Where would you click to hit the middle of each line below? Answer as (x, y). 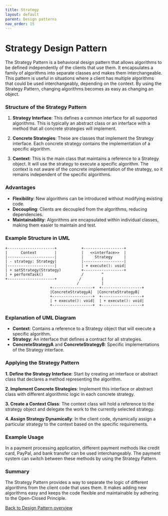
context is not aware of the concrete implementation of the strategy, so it (87, 169)
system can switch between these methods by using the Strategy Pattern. (81, 458)
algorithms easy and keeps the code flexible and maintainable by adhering (82, 493)
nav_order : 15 (20, 24)
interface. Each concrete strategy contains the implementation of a (81, 143)
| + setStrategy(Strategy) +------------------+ (66, 270)
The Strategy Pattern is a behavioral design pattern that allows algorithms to (83, 62)
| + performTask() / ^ (54, 275)
